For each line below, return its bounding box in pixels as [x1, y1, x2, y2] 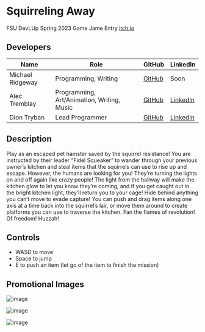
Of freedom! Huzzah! [6, 214, 59, 222]
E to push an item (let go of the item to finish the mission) [15, 261, 159, 269]
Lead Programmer [55, 113, 107, 121]
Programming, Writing [55, 74, 118, 83]
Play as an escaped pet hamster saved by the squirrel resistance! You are [6, 150, 191, 157]
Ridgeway [9, 78, 38, 87]
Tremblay [9, 99, 37, 108]
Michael [9, 70, 32, 79]
